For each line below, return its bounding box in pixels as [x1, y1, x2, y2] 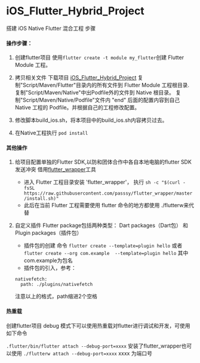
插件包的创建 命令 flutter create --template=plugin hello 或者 [23, 242, 183, 249]
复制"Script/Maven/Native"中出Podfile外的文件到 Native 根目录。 [14, 89, 175, 96]
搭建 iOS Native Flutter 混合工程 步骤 [6, 24, 96, 32]
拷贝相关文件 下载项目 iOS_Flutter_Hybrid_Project [14, 74, 137, 81]
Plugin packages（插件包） [14, 229, 82, 236]
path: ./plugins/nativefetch [20, 282, 93, 288]
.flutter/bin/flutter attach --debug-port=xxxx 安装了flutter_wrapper [6, 342, 181, 349]
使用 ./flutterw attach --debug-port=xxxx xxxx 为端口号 [11, 349, 152, 356]
